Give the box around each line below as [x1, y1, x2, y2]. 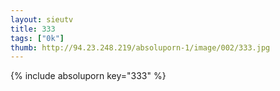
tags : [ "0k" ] [10, 33, 65, 43]
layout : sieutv [10, 14, 74, 25]
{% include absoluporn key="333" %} [10, 70, 167, 82]
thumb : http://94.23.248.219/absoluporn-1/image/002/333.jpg [10, 42, 271, 53]
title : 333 [10, 24, 56, 34]
